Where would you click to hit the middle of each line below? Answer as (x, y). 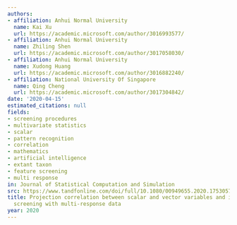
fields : (19, 112)
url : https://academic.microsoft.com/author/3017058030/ (99, 54)
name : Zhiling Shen (42, 47)
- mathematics (28, 152)
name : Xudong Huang (42, 66)
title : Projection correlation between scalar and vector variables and (116, 197)
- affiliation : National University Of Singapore (82, 79)
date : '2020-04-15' (36, 99)
